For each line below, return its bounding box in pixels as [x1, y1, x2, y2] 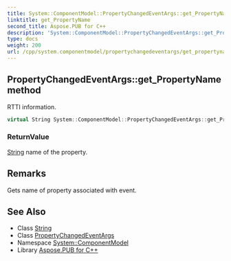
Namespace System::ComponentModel [16, 238, 129, 247]
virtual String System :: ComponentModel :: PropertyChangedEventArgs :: [7, 116, 208, 123]
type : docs [7, 36, 38, 43]
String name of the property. [7, 148, 88, 156]
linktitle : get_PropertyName [7, 16, 91, 23]
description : [7, 29, 45, 36]
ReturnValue [7, 132, 49, 141]
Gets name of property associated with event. [7, 186, 137, 194]
